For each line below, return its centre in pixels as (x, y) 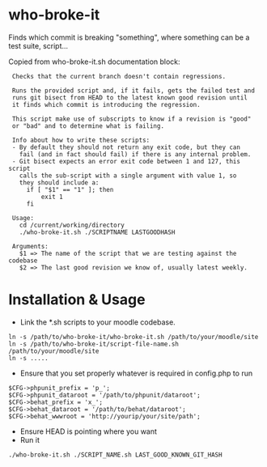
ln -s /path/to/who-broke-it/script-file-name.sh (94, 344)
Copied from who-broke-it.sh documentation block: (94, 62)
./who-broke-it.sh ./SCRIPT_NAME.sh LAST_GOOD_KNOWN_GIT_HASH (115, 455)
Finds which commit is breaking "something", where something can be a (129, 37)
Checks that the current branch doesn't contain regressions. (119, 76)
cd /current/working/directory (72, 225)
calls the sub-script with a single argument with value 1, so (128, 176)
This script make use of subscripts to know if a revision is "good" (131, 119)
